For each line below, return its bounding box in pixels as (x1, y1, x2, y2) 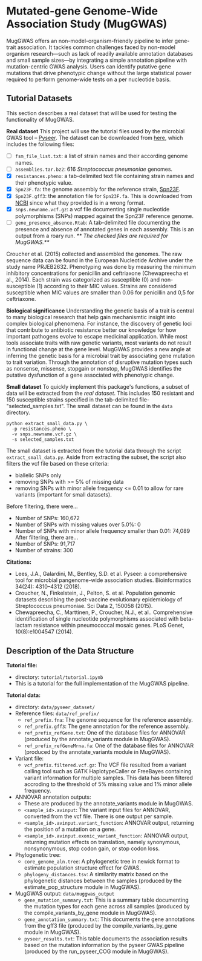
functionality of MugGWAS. (6, 116, 74, 123)
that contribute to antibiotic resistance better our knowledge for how (6, 326, 177, 334)
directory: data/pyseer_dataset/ (15, 704, 96, 710)
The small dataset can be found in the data (66, 403, 173, 410)
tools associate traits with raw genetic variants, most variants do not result (6, 339, 192, 346)
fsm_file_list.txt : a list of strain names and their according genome (15, 152, 189, 159)
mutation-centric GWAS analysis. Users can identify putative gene (6, 62, 171, 70)
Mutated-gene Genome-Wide (6, 4, 158, 18)
